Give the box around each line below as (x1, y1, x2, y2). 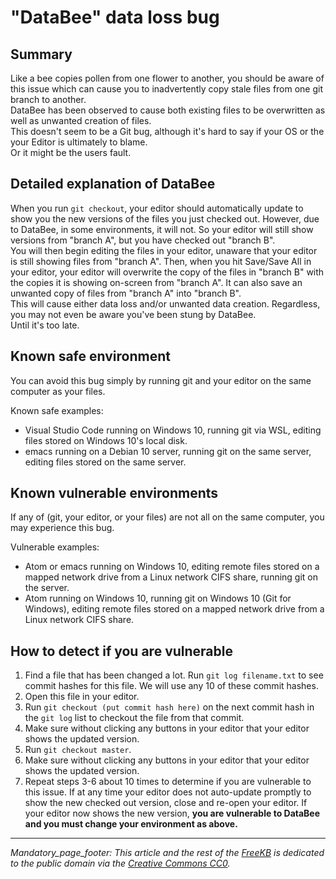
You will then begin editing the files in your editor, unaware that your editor (10, 244, 318, 256)
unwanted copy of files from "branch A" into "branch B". (10, 287, 242, 299)
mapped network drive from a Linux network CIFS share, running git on (24, 571, 319, 583)
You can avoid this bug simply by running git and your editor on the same (10, 374, 312, 386)
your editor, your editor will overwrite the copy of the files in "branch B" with (10, 266, 325, 278)
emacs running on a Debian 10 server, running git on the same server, (24, 445, 312, 457)
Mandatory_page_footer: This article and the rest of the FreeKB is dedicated (10, 847, 325, 859)
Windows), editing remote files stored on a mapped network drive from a (24, 603, 325, 615)
